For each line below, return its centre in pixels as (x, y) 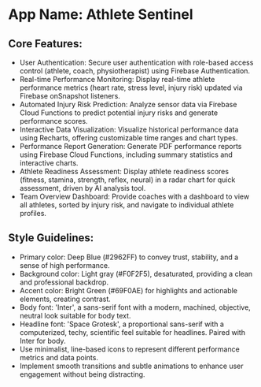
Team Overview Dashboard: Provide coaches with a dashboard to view (134, 196)
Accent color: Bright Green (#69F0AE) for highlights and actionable (129, 290)
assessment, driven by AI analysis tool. (83, 188)
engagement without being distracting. (82, 374)
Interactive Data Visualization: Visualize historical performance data (129, 129)
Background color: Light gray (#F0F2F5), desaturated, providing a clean (136, 274)
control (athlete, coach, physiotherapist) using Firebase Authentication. (134, 71)
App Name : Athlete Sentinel (101, 15)
